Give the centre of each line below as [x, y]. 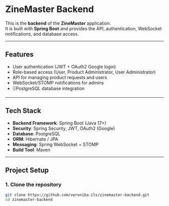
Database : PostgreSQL [36, 133]
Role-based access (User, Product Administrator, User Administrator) [84, 72]
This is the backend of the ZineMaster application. [58, 23]
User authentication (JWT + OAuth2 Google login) [64, 66]
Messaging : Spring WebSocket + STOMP [56, 144]
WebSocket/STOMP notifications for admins [58, 83]
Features [19, 55]
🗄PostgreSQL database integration [48, 88]
